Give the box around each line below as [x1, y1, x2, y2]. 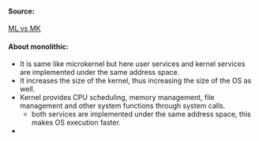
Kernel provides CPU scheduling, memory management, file [19, 93, 215, 102]
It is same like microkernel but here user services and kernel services [19, 59, 246, 69]
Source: [8, 6, 36, 16]
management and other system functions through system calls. [19, 101, 226, 110]
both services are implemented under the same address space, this [31, 109, 251, 119]
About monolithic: [8, 42, 69, 51]
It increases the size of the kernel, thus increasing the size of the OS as [19, 76, 252, 86]
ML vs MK [8, 24, 41, 33]
